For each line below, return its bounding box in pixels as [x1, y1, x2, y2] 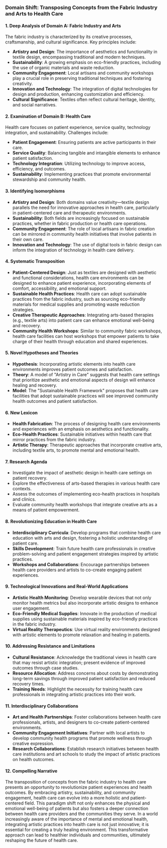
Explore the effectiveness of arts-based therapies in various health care [12, 480, 161, 486]
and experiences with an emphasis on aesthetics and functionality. [12, 426, 150, 432]
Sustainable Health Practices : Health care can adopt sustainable [12, 290, 147, 296]
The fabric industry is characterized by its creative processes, [5, 34, 133, 40]
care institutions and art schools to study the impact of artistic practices [12, 751, 161, 757]
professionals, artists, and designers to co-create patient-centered [12, 719, 150, 726]
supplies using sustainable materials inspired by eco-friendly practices [12, 616, 158, 622]
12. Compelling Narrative [5, 768, 58, 774]
